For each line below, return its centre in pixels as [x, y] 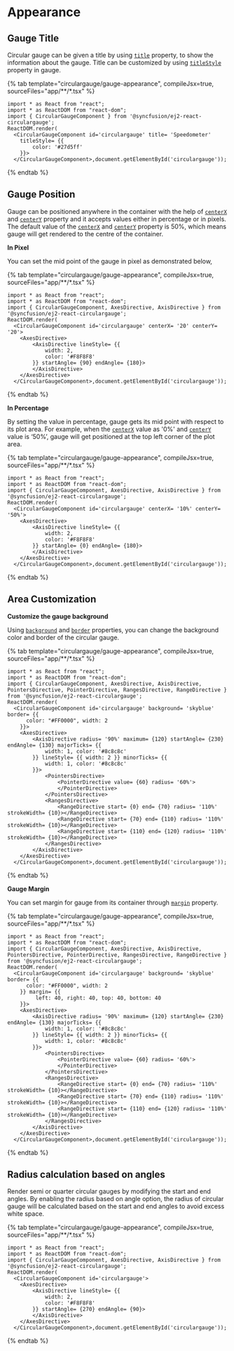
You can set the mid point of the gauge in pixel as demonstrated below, [110, 261]
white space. [26, 1214]
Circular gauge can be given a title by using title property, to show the [110, 55]
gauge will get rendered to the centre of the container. [85, 233]
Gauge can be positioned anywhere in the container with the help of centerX [117, 211]
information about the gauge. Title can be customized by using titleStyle [115, 63]
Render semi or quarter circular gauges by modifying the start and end [109, 1191]
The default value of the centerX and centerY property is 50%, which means [117, 226]
